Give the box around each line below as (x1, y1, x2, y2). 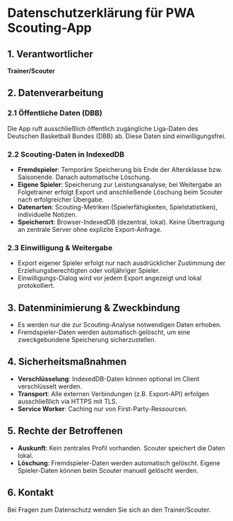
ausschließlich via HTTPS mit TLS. (17, 397, 118, 405)
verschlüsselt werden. (17, 382, 83, 391)
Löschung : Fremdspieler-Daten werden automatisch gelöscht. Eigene (17, 458, 221, 467)
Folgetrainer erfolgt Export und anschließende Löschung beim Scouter (17, 188, 223, 196)
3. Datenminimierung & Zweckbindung (7, 302, 181, 314)
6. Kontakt (7, 486, 54, 498)
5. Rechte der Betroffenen (7, 425, 124, 437)
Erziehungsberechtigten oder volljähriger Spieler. (17, 266, 160, 275)
